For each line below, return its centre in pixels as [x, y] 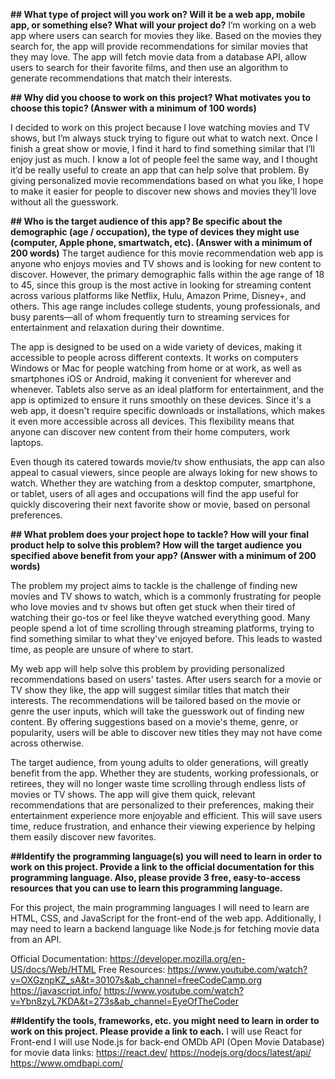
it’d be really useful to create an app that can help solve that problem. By [160, 170]
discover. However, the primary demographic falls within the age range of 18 [167, 274]
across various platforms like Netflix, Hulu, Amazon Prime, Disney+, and [158, 295]
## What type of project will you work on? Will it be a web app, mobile [158, 14]
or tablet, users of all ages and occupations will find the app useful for [154, 493]
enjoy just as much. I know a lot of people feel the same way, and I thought [164, 159]
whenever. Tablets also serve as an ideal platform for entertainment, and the [167, 389]
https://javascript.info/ [56, 990]
